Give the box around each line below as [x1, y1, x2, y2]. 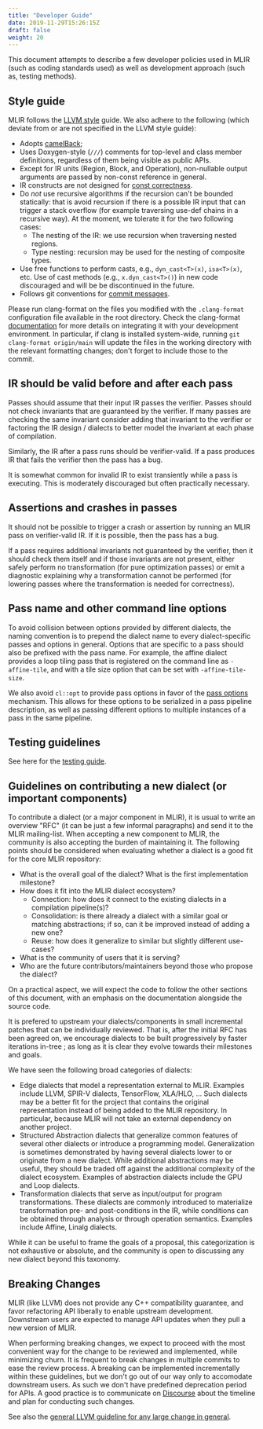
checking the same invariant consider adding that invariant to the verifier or [8, 414, 252, 424]
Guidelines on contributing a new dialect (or [8, 779, 228, 793]
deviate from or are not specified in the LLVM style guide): [8, 123, 196, 134]
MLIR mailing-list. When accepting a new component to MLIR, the [8, 830, 220, 839]
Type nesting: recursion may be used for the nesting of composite [31, 247, 246, 257]
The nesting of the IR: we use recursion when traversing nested [31, 231, 237, 240]
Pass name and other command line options [8, 602, 228, 615]
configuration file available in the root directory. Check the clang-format [8, 313, 241, 322]
